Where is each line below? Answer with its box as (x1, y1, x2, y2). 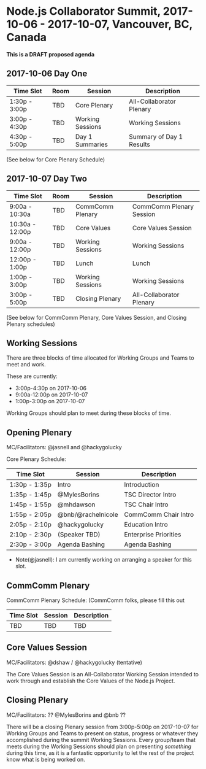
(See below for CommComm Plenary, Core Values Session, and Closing (6, 314, 187, 321)
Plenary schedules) (6, 320, 55, 328)
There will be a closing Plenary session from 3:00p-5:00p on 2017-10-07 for (6, 723, 199, 730)
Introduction (124, 481, 159, 489)
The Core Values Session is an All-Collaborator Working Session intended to (6, 670, 199, 678)
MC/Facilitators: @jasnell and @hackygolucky (6, 444, 122, 451)
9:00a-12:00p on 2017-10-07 (15, 391, 88, 398)
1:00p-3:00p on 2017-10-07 (15, 398, 85, 405)
